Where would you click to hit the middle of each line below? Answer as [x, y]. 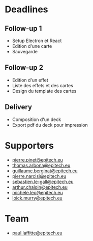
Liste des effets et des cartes [42, 85]
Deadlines [27, 9]
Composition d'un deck [37, 119]
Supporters [29, 145]
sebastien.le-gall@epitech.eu [43, 182]
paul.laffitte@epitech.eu [37, 233]
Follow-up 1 [23, 28]
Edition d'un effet [30, 80]
